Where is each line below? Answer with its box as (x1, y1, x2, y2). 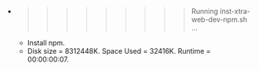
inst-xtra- (219, 7, 251, 16)
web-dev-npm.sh (191, 15, 248, 24)
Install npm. (27, 38, 65, 47)
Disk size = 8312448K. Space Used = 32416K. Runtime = (27, 47, 212, 55)
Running (191, 7, 219, 16)
